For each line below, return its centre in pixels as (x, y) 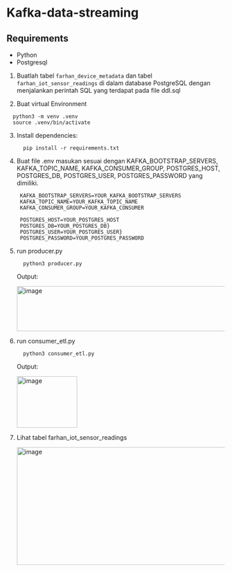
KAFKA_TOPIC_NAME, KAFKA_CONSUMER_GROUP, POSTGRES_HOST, (118, 168)
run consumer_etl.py (46, 341)
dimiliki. (27, 183)
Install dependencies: (47, 135)
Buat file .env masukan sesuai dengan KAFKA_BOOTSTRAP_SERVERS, (117, 161)
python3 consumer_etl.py (59, 354)
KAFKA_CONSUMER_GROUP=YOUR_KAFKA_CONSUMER (82, 208)
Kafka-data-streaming (73, 13)
